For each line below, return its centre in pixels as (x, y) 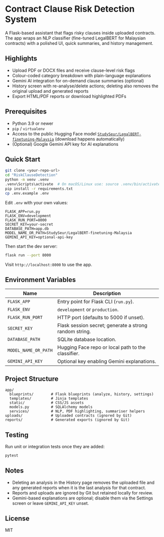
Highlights (21, 59)
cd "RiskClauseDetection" (31, 175)
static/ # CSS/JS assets (47, 403)
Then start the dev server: (31, 246)
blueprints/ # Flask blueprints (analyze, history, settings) (82, 394)
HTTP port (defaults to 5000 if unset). (101, 318)
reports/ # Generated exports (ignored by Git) (68, 420)
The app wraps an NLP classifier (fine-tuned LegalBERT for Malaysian (75, 38)
